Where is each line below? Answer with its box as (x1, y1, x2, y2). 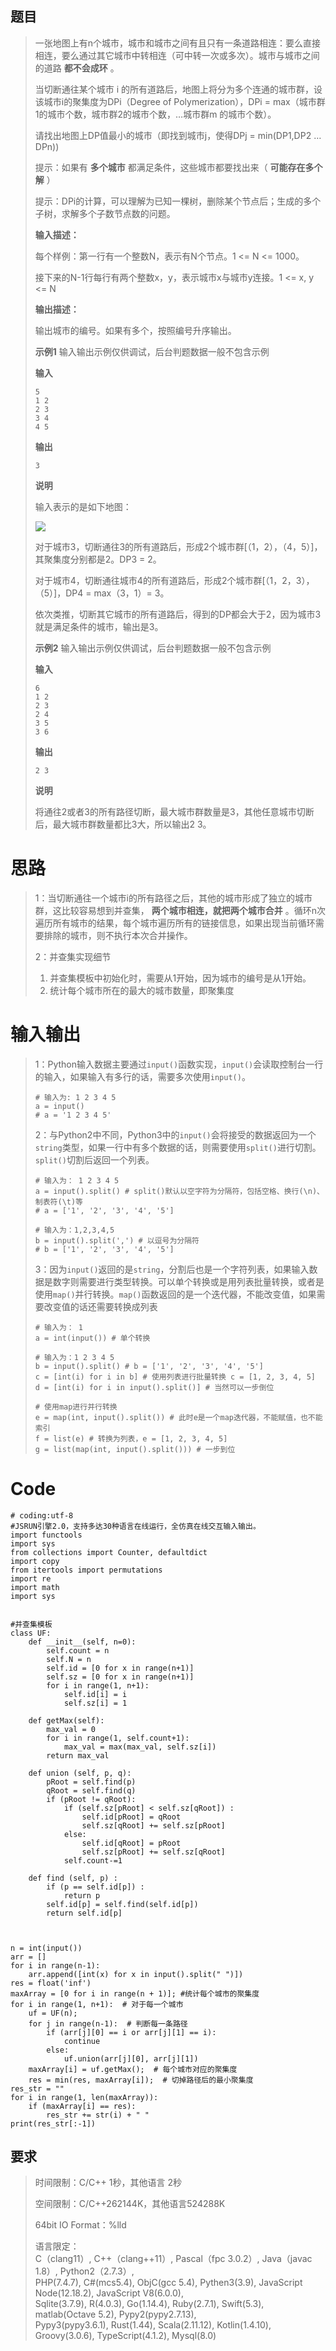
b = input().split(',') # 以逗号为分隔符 (34, 1235, 200, 1246)
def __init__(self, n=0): (28, 1637, 137, 1647)
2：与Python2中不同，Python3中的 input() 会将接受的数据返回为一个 (34, 1128, 317, 1141)
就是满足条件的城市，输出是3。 (34, 620, 164, 632)
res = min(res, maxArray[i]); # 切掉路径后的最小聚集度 (28, 2075, 254, 2085)
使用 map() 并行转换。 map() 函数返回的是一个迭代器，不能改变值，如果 (34, 1288, 317, 1300)
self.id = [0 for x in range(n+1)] (46, 1663, 195, 1673)
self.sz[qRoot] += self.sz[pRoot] (81, 1820, 226, 1831)
